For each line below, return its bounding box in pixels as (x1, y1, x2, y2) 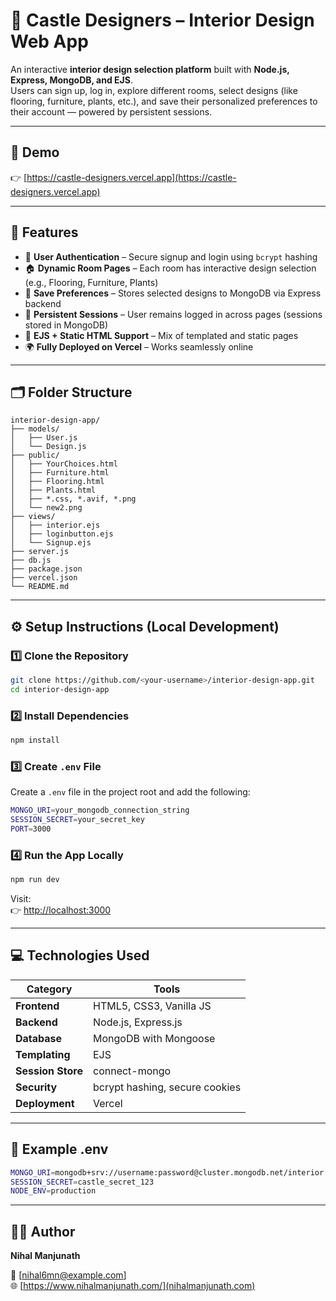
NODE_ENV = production (10, 1186, 97, 1196)
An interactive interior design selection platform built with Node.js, (10, 63, 290, 75)
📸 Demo (10, 144, 60, 161)
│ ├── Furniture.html (10, 468, 110, 478)
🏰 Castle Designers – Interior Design (10, 9, 315, 32)
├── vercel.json (10, 573, 78, 583)
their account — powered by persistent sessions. (10, 105, 213, 118)
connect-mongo (92, 1064, 172, 1078)
